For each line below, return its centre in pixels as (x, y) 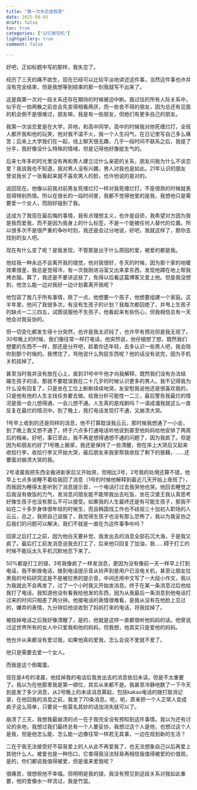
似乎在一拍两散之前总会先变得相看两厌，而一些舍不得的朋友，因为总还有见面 (98, 106)
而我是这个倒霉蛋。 (29, 665)
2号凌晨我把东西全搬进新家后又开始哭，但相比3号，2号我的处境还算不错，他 (98, 472)
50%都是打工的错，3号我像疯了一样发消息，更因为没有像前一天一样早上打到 (98, 563)
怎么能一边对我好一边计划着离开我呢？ (68, 284)
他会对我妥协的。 (27, 319)
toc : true (18, 28)
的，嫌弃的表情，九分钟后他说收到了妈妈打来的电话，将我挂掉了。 (86, 607)
